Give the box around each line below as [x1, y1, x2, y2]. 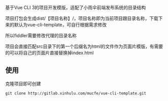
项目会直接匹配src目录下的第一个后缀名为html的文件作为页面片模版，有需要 [5, 43, 163, 49]
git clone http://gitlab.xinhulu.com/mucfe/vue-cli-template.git [5, 91, 146, 96]
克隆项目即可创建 [5, 81, 41, 87]
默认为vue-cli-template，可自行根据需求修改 [14, 22, 107, 28]
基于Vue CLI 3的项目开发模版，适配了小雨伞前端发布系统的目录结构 [5, 5, 146, 10]
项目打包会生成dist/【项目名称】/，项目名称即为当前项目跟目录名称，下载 [5, 15, 159, 21]
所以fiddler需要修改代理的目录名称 [5, 33, 77, 38]
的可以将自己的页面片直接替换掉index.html [5, 50, 94, 56]
